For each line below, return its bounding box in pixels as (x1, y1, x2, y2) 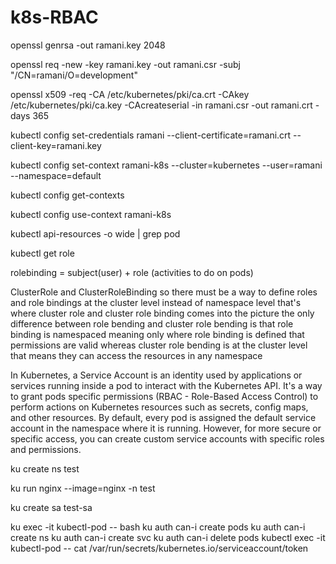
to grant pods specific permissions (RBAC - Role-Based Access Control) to (10, 390, 319, 402)
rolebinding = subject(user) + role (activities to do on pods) (10, 266, 254, 278)
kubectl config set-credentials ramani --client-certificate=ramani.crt (10, 129, 292, 141)
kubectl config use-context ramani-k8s (10, 208, 172, 220)
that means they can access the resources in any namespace (10, 349, 263, 361)
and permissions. (10, 443, 82, 455)
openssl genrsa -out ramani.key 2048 (10, 39, 166, 51)
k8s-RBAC (10, 6, 99, 29)
